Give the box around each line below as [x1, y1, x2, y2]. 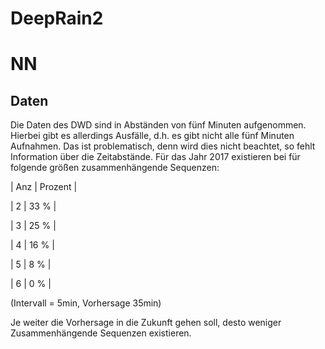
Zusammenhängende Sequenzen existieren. [10, 327, 192, 339]
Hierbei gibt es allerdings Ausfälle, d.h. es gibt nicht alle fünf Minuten [10, 130, 295, 142]
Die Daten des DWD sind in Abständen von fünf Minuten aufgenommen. [10, 119, 307, 131]
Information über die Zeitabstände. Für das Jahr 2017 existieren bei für [10, 151, 301, 163]
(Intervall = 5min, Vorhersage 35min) [10, 297, 162, 309]
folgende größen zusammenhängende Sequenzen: [10, 162, 220, 174]
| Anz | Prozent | [10, 181, 78, 193]
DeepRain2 [10, 7, 104, 30]
